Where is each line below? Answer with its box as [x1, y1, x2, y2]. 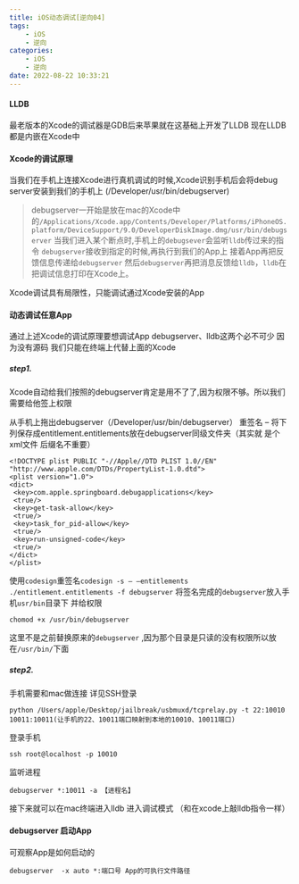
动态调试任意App [9, 309, 73, 320]
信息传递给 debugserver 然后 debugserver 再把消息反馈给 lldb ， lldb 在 [38, 257, 287, 268]
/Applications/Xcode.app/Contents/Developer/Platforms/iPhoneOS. [38, 218, 287, 227]
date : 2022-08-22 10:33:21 [9, 71, 110, 80]
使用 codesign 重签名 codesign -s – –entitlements [9, 575, 189, 586]
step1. [9, 363, 33, 373]
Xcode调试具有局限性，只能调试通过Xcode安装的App [9, 288, 205, 298]
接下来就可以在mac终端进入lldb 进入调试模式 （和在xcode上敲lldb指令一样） [9, 803, 290, 813]
